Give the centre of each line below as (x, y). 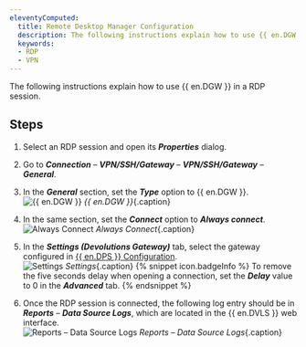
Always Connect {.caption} (145, 228)
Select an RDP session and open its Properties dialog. (124, 146)
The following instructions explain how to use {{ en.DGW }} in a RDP (137, 86)
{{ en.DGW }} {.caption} (127, 201)
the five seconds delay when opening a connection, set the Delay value (158, 276)
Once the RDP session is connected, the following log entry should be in (158, 303)
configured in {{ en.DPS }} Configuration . (100, 256)
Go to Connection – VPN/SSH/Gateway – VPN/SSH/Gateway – (143, 164)
